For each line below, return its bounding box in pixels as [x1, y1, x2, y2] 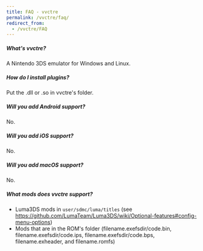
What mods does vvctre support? [6, 190, 93, 198]
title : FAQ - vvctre [6, 8, 59, 15]
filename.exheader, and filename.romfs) [15, 238, 115, 246]
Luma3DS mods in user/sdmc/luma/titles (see [15, 206, 132, 213]
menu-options [15, 219, 50, 226]
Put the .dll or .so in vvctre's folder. [6, 89, 94, 96]
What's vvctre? [6, 44, 47, 52]
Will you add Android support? [6, 102, 86, 110]
